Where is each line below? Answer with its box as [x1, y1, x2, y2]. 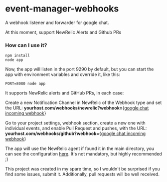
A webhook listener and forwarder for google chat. [5, 19, 109, 25]
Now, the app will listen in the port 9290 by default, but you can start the [5, 66, 154, 72]
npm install [5, 53, 30, 58]
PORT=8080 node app [5, 81, 46, 86]
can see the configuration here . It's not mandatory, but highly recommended [5, 151, 162, 157]
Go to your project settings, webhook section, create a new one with [5, 120, 146, 126]
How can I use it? [5, 41, 47, 48]
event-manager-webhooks [5, 3, 119, 14]
